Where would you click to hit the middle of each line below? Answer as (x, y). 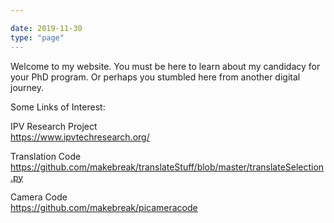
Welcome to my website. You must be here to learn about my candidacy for (165, 66)
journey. (27, 87)
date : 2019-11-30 (46, 28)
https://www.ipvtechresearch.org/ (80, 137)
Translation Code (46, 156)
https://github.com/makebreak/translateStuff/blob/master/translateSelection (167, 167)
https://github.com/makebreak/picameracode (104, 207)
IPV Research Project (54, 126)
